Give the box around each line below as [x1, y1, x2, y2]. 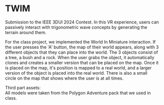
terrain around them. [5, 29, 47, 35]
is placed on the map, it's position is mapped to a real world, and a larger [5, 64, 152, 71]
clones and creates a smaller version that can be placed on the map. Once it [5, 60, 159, 65]
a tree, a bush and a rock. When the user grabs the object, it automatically [5, 54, 155, 60]
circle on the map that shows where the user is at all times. [5, 75, 124, 81]
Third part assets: [5, 84, 41, 90]
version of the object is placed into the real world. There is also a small [5, 70, 148, 76]
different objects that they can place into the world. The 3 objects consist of [5, 49, 158, 55]
